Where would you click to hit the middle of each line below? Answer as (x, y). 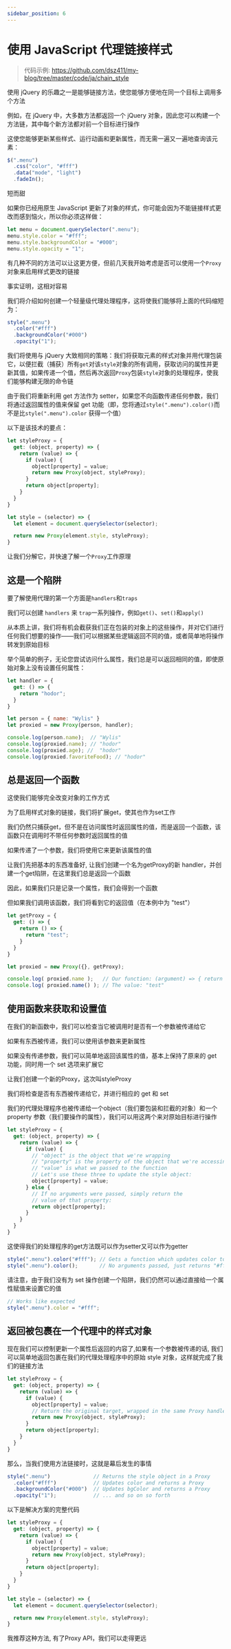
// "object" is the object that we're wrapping (101, 1156)
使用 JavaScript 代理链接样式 (90, 50)
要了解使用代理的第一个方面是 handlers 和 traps (73, 598)
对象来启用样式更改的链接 (43, 271)
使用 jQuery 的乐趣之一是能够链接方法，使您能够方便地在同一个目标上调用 (112, 92)
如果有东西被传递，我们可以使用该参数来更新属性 (76, 1041)
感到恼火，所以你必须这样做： (61, 217)
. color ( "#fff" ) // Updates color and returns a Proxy (109, 1483)
